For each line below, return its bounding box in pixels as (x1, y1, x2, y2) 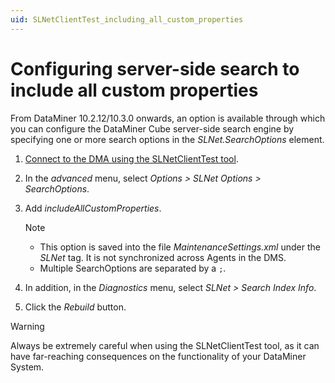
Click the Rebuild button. (24, 301, 127, 313)
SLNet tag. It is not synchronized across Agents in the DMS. (39, 251, 287, 263)
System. (10, 361, 45, 373)
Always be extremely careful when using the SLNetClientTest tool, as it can (10, 339, 320, 351)
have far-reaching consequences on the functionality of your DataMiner (10, 350, 307, 362)
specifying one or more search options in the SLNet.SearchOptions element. (10, 133, 325, 145)
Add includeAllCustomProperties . (24, 202, 162, 214)
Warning (10, 320, 45, 332)
